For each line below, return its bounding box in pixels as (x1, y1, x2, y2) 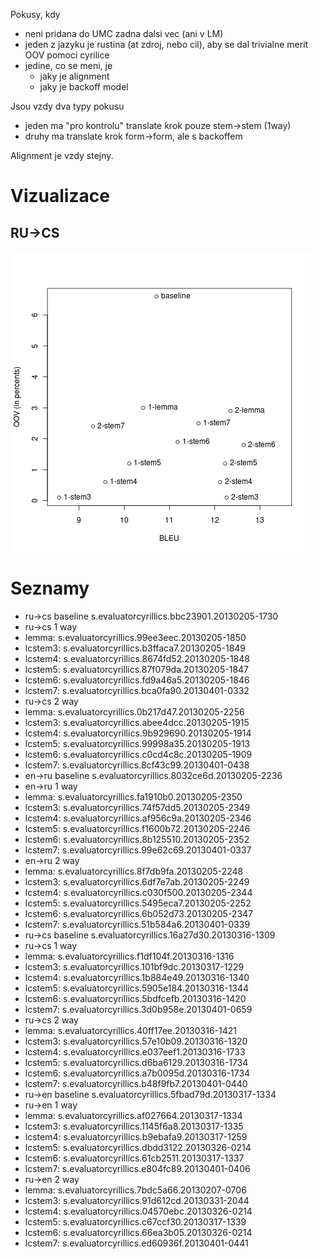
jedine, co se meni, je (24, 60, 113, 71)
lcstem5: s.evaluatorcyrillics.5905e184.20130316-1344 (24, 982, 250, 994)
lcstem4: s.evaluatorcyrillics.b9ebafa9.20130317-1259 (24, 1130, 248, 1143)
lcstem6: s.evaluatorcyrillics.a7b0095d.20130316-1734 (24, 1067, 251, 1079)
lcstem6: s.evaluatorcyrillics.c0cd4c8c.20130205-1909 (24, 748, 253, 760)
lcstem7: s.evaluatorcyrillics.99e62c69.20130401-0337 (24, 844, 252, 856)
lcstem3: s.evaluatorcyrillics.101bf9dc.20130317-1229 (24, 960, 245, 973)
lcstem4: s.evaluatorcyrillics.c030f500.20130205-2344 (24, 886, 253, 898)
